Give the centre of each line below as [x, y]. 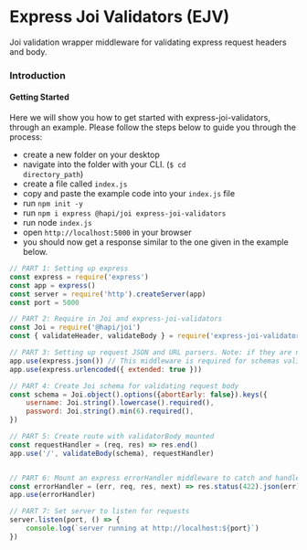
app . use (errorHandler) [53, 495]
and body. [28, 51]
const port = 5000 [44, 302]
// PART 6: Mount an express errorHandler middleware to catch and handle [155, 478]
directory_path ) [53, 175]
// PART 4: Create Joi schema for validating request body [124, 386]
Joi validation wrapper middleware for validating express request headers [148, 42]
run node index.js [58, 223]
